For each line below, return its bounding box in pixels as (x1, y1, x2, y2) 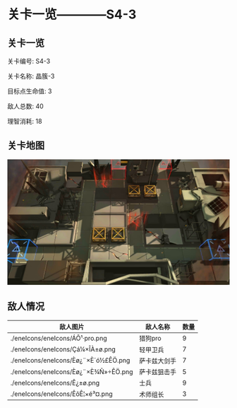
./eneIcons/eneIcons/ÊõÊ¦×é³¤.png (10, 390, 113, 398)
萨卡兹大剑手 (138, 356, 176, 365)
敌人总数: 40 (7, 102, 44, 110)
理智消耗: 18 (7, 117, 42, 125)
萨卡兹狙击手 (138, 368, 176, 376)
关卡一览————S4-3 (7, 6, 137, 23)
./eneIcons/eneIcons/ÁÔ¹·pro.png (10, 334, 107, 342)
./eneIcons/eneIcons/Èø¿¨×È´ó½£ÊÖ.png (10, 356, 130, 365)
